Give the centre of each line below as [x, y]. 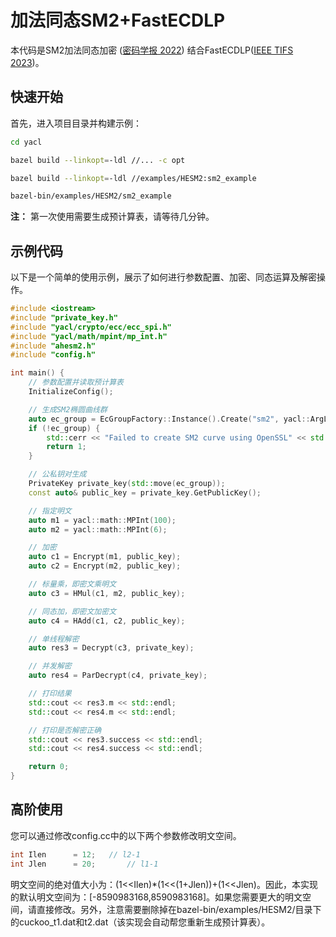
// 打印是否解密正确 [65, 730]
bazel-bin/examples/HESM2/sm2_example [91, 196]
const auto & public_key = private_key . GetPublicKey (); [145, 492]
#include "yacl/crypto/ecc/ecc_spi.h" [91, 327]
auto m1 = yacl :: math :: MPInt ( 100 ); [102, 520]
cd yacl [26, 142]
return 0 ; [49, 767]
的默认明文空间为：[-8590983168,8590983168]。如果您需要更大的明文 [156, 897]
